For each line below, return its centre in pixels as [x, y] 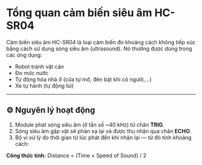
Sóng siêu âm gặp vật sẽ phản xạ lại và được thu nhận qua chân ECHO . [103, 131]
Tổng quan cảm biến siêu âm [79, 13]
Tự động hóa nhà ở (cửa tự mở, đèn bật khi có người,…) [83, 79]
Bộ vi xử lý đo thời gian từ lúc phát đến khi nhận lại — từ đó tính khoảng [103, 137]
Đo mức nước [32, 73]
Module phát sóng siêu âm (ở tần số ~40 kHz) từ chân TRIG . [90, 124]
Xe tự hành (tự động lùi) [44, 85]
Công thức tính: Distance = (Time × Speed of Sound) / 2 [76, 155]
